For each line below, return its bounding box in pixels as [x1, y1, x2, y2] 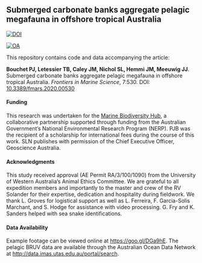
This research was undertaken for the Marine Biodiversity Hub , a [6, 112, 167, 120]
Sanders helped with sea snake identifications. [6, 210, 122, 217]
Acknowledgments [6, 158, 55, 165]
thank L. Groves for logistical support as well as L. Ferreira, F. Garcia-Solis [6, 197, 190, 204]
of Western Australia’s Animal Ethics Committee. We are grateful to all [6, 178, 179, 185]
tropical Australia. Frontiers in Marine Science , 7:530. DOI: [6, 78, 151, 85]
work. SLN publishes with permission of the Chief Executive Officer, [6, 138, 175, 145]
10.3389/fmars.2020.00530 [6, 85, 75, 92]
